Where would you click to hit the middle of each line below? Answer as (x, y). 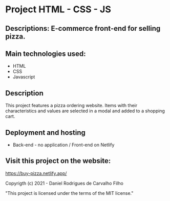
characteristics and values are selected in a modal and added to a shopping (85, 111)
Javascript (24, 77)
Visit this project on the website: (58, 161)
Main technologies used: (46, 54)
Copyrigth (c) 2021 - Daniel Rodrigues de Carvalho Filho (65, 183)
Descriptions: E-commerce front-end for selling (83, 28)
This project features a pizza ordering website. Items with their (71, 106)
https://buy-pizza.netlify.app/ (36, 173)
